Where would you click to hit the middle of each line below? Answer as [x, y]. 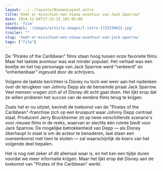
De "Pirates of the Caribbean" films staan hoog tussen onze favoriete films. [81, 56]
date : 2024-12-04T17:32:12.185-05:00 [44, 19]
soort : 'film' [20, 24]
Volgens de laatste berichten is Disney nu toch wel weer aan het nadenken [81, 81]
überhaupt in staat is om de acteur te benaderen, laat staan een [70, 133]
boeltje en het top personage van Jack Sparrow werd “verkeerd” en [74, 66]
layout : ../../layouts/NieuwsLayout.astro [49, 10]
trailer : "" [17, 33]
